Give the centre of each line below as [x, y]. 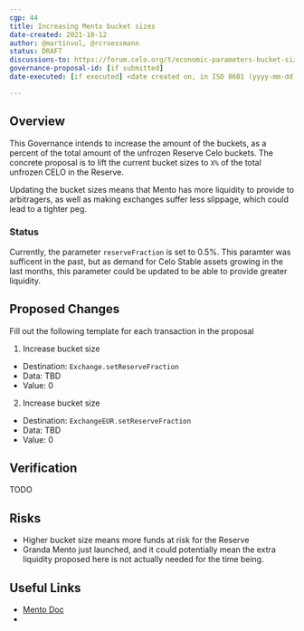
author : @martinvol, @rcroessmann [75, 43]
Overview [38, 122]
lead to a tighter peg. [48, 208]
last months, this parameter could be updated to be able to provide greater [148, 271]
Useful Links [45, 588]
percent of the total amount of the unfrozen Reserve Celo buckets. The [142, 153]
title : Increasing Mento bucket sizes [82, 26]
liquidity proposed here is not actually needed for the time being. [143, 559]
